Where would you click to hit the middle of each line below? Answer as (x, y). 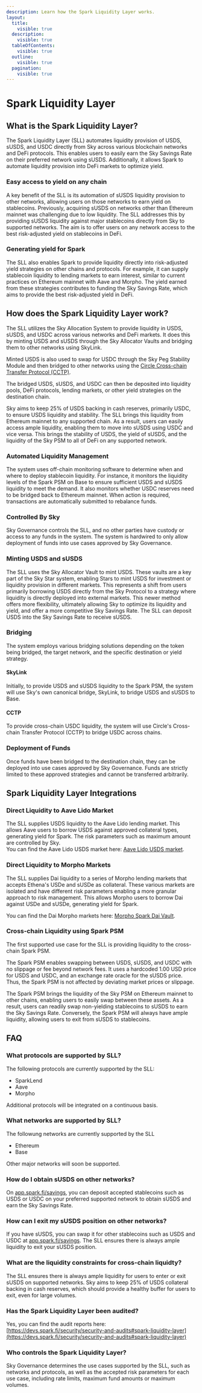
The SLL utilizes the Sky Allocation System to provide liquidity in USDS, (95, 328)
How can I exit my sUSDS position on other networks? (87, 1221)
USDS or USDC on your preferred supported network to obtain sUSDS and (99, 1199)
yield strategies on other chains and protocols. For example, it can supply (97, 269)
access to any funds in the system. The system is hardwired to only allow (97, 537)
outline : (23, 57)
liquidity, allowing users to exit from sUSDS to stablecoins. (78, 1019)
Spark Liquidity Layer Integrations (71, 793)
